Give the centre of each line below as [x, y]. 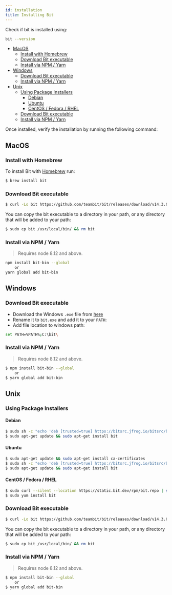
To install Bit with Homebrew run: [40, 171]
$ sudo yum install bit [31, 495]
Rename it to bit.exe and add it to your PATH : [60, 320]
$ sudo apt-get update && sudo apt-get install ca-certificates [75, 459]
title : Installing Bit [29, 15]
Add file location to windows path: [49, 325]
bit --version [20, 39]
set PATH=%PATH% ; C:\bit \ [32, 334]
